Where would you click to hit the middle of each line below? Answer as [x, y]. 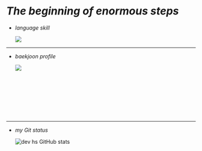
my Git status [31, 130]
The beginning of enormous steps [93, 11]
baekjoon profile [35, 56]
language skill [32, 28]
